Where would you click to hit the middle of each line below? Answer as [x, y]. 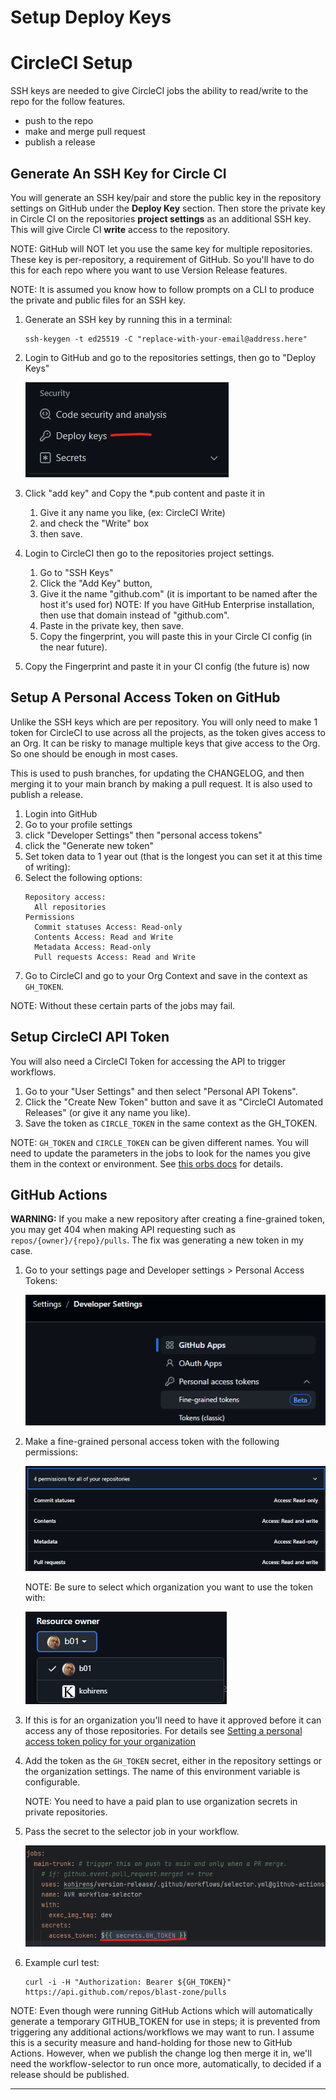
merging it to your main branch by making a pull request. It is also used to [161, 783]
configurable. [52, 1782]
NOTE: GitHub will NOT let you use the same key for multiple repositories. [161, 248]
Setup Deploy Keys [91, 17]
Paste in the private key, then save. [112, 625]
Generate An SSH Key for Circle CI [118, 173]
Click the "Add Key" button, [96, 583]
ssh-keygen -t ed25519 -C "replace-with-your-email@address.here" [166, 339]
